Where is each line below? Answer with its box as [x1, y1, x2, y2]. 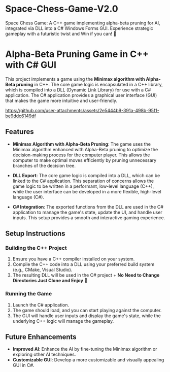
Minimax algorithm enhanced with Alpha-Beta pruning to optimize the [12, 146, 158, 152]
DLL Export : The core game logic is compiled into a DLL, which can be [12, 172, 160, 178]
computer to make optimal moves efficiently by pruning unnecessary [12, 157, 157, 163]
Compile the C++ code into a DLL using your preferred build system [12, 261, 155, 267]
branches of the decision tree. [12, 162, 76, 168]
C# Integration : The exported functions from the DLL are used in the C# [12, 204, 164, 210]
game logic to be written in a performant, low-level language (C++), [12, 183, 154, 189]
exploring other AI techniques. [12, 351, 76, 358]
